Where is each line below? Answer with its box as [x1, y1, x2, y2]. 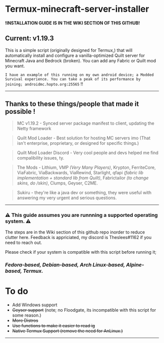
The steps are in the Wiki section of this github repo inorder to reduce [5, 229, 145, 235]
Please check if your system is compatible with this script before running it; [5, 249, 157, 255]
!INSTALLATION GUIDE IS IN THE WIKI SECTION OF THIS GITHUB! [5, 20, 140, 26]
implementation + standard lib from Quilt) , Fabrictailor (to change [17, 175, 149, 181]
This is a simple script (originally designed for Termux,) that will [5, 47, 133, 53]
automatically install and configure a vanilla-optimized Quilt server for [5, 53, 145, 58]
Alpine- [126, 261, 144, 268]
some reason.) [12, 312, 41, 318]
